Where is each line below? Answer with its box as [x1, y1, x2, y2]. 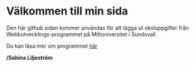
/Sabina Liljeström [6, 54, 53, 61]
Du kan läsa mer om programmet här [6, 42, 98, 49]
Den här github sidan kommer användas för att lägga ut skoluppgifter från [6, 24, 189, 31]
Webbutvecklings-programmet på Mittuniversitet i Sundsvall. [6, 30, 158, 37]
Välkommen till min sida [6, 4, 129, 18]
